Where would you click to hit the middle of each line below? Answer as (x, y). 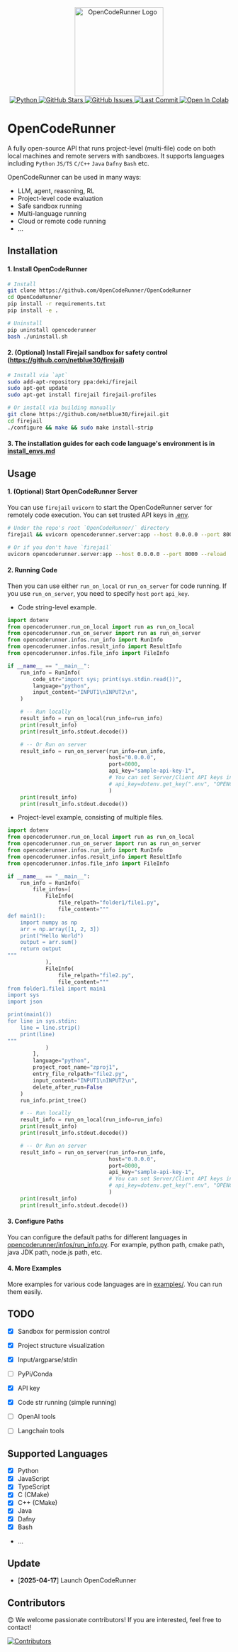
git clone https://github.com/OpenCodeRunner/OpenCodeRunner (100, 290)
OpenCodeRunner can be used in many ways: (74, 177)
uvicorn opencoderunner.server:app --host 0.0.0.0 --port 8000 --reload (117, 554)
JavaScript (33, 1479)
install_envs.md (31, 451)
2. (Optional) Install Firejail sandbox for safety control (87, 353)
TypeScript (34, 1487)
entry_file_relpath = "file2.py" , (81, 1074)
